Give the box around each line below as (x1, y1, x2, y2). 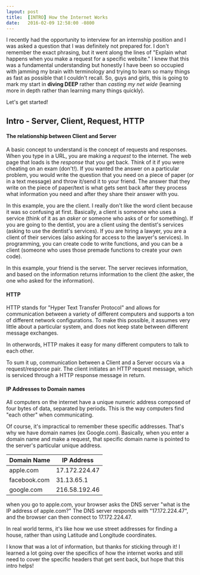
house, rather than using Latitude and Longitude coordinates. (6, 531, 157, 539)
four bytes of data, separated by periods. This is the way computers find (6, 405, 184, 412)
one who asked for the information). (6, 277, 94, 284)
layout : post (6, 8, 39, 15)
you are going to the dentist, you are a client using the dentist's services (6, 221, 184, 228)
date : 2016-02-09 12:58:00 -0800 (6, 20, 95, 26)
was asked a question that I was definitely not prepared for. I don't (6, 42, 169, 50)
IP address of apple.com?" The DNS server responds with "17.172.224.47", (6, 507, 189, 515)
